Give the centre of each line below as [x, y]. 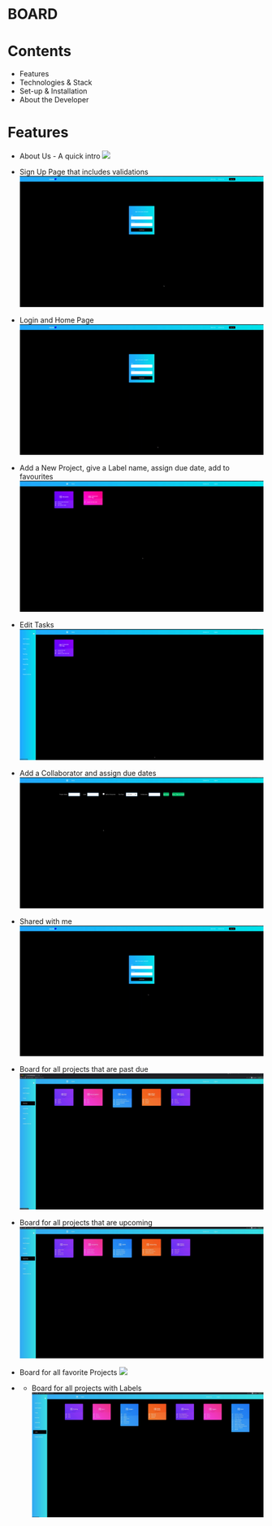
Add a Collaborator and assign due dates [88, 773]
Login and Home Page [56, 320]
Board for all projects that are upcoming [86, 1223]
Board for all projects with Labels [86, 1388]
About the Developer [54, 100]
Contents [40, 52]
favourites [36, 477]
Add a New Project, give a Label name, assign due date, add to [125, 468]
